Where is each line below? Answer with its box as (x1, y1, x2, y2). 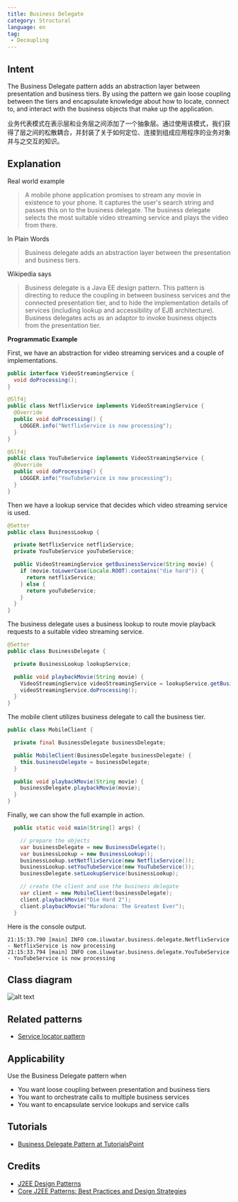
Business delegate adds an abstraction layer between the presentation (24, 248, 231, 256)
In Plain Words (7, 234, 50, 243)
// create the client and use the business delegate (20, 883, 179, 890)
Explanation (7, 158, 62, 170)
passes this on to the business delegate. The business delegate (24, 205, 211, 214)
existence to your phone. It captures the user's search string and (24, 198, 215, 207)
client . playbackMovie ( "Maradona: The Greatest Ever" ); (20, 902, 186, 909)
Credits (7, 1160, 41, 1172)
